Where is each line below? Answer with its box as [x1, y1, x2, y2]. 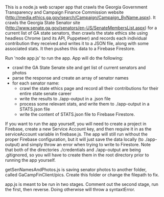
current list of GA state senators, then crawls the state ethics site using [5, 30, 148, 36]
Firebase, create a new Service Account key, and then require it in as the [5, 126, 152, 131]
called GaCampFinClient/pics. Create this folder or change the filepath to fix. [5, 172, 160, 177]
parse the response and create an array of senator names [12, 75, 129, 81]
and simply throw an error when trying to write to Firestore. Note [21, 142, 151, 147]
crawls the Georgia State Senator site [5, 20, 80, 25]
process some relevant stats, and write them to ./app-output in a [19, 101, 150, 107]
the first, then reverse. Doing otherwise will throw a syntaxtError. [5, 187, 136, 192]
